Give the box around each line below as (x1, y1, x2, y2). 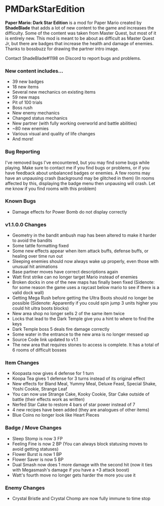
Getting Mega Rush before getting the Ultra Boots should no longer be (12, 295, 154, 301)
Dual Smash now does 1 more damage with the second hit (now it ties (12, 461, 153, 467)
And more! (12, 136, 34, 142)
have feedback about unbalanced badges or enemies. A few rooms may (5, 170, 150, 176)
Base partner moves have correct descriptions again (12, 269, 118, 275)
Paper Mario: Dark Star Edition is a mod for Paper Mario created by (5, 20, 142, 26)
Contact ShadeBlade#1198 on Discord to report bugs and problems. (5, 55, 141, 61)
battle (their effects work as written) (12, 397, 85, 402)
